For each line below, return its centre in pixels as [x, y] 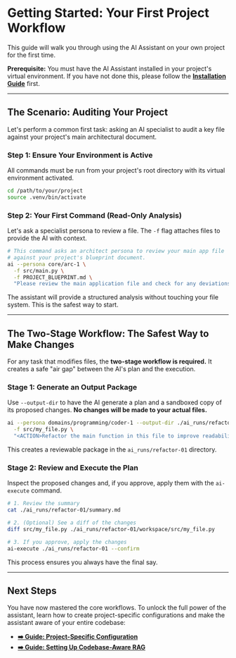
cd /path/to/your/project [45, 191]
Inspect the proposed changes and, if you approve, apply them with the [111, 483]
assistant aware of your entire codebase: [66, 623]
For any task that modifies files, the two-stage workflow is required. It [110, 361]
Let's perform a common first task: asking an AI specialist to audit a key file [116, 129]
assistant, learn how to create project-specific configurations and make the [116, 615]
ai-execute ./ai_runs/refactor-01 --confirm [73, 548]
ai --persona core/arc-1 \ [47, 264]
